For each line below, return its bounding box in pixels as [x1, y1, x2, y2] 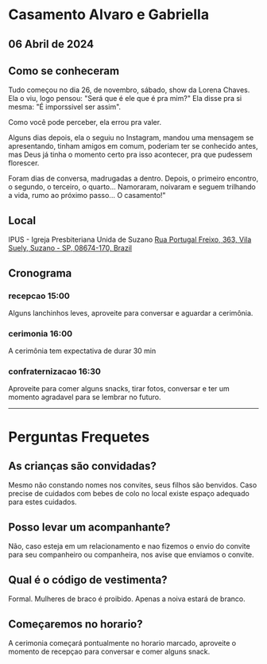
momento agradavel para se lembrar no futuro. [8, 392, 161, 402]
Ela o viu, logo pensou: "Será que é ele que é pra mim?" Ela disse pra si [8, 94, 242, 103]
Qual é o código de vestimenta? [8, 573, 168, 586]
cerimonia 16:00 [8, 328, 73, 339]
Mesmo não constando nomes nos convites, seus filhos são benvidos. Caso [8, 480, 257, 490]
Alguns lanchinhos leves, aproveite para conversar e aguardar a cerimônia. [8, 308, 253, 317]
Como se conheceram [8, 64, 120, 77]
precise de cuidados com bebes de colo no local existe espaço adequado [8, 489, 250, 499]
